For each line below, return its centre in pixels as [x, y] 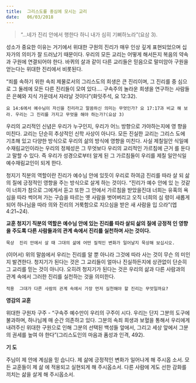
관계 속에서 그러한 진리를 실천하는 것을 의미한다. [61, 276]
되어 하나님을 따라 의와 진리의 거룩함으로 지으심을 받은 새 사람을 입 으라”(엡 [92, 204]
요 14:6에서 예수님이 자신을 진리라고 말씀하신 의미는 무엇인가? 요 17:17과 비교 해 [94, 108]
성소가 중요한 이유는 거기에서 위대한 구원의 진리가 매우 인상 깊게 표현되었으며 [94, 47]
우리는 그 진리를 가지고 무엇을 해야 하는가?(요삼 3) [70, 114]
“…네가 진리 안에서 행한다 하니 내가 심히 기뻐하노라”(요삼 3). [89, 34]
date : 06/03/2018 [30, 17]
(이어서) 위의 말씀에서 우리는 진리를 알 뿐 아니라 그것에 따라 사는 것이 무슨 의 [93, 254]
